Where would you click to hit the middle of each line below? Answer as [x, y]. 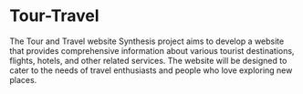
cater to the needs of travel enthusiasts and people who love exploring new [151, 70]
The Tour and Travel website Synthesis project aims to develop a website [147, 41]
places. [23, 79]
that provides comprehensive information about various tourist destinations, [152, 50]
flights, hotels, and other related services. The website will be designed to [148, 60]
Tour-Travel [54, 16]
